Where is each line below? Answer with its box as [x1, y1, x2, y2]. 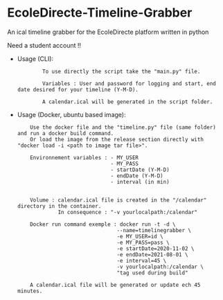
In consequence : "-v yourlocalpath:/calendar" [57, 209, 198, 215]
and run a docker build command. [17, 130, 114, 136]
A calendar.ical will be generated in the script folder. [42, 98, 213, 105]
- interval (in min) [110, 178, 170, 185]
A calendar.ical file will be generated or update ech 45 [30, 281, 201, 288]
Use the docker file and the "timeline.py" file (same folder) [30, 123, 216, 131]
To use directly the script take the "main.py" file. [42, 68, 201, 75]
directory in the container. [17, 202, 102, 209]
